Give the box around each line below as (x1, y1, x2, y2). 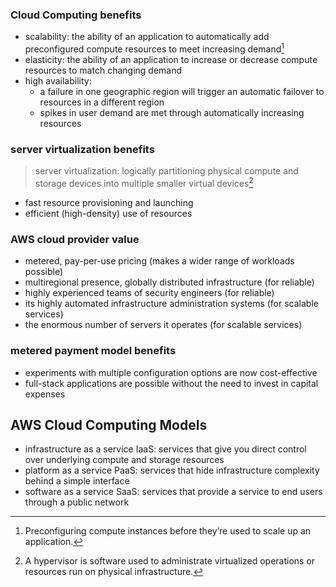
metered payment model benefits (10, 344, 177, 358)
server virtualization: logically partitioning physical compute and (34, 165, 299, 177)
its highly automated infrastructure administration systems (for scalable (24, 298, 319, 310)
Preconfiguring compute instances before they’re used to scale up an (24, 525, 312, 537)
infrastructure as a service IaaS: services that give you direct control (24, 443, 307, 455)
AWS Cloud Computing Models (10, 416, 208, 433)
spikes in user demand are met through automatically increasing (39, 106, 305, 118)
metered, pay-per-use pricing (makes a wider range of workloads (24, 255, 295, 267)
